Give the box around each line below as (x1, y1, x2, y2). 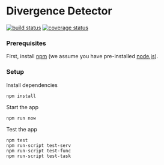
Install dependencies (6, 81, 58, 88)
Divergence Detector (6, 4, 112, 18)
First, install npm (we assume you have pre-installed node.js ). (6, 53, 159, 60)
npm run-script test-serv (6, 142, 71, 148)
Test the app (6, 125, 37, 133)
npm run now (6, 115, 36, 121)
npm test (6, 137, 28, 143)
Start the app (6, 103, 39, 110)
